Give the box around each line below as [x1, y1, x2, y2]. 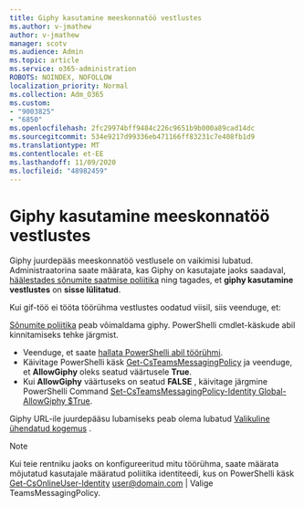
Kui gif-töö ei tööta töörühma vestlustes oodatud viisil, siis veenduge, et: [9, 302, 281, 313]
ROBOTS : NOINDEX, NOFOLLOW [9, 73, 112, 82]
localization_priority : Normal [9, 81, 129, 90]
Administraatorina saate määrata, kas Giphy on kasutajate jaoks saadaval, [9, 265, 286, 276]
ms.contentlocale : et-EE [9, 149, 104, 158]
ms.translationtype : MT [9, 141, 100, 150]
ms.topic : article [9, 56, 79, 65]
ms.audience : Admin [9, 48, 84, 57]
